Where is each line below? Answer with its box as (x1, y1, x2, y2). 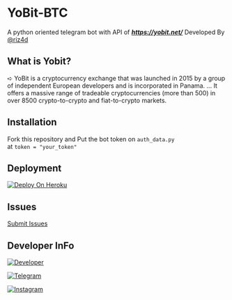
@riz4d (7, 35, 29, 43)
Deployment (7, 162, 62, 174)
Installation (7, 116, 57, 128)
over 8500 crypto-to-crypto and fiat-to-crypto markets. (7, 96, 167, 104)
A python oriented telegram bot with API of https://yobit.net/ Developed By (7, 28, 225, 36)
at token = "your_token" (7, 142, 77, 150)
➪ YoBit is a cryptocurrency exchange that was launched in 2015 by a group (7, 74, 226, 82)
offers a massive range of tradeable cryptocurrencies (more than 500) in (7, 88, 216, 97)
